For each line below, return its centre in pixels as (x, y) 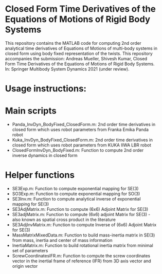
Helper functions (40, 175)
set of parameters (30, 251)
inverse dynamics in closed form (45, 155)
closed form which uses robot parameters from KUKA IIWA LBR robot (82, 145)
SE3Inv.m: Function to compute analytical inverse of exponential (76, 199)
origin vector (25, 266)
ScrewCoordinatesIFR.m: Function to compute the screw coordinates (81, 256)
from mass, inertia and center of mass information (62, 240)
